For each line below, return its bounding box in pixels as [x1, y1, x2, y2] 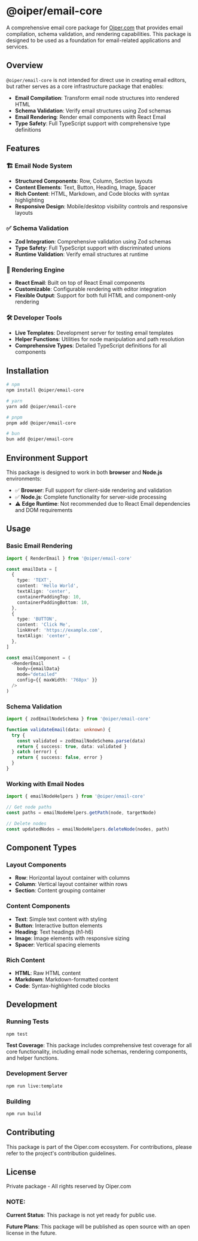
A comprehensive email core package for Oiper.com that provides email [6, 24, 184, 31]
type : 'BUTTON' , [17, 616, 58, 622]
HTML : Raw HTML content [14, 969, 81, 977]
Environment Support [6, 453, 88, 463]
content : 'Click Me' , [17, 622, 71, 628]
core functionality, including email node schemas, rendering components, [6, 1048, 188, 1056]
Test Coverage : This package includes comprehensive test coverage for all [6, 1042, 192, 1049]
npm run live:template [6, 1083, 63, 1089]
